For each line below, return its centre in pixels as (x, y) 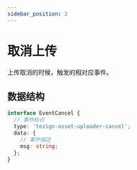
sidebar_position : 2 (38, 14)
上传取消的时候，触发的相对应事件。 (60, 72)
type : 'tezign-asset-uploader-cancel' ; (72, 127)
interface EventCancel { (44, 113)
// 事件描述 (35, 140)
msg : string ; (39, 146)
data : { (25, 133)
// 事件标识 (29, 120)
